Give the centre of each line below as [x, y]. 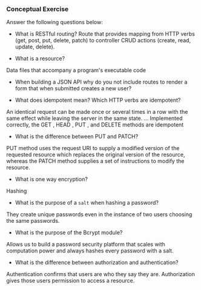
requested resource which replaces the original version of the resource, [96, 155]
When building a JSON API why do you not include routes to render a [101, 82]
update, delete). [35, 47]
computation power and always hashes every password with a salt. [90, 251]
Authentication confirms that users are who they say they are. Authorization [101, 274]
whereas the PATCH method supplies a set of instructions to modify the [95, 161]
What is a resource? [40, 59]
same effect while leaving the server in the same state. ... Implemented [94, 118]
